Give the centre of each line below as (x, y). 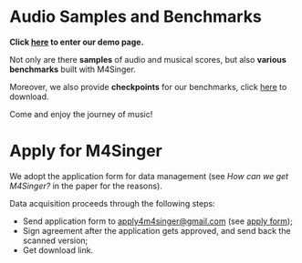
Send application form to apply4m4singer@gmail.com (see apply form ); (158, 221)
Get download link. (58, 250)
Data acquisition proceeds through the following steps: (113, 203)
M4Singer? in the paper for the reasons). (86, 186)
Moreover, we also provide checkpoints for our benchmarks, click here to (148, 86)
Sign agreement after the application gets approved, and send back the (156, 230)
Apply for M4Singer (86, 151)
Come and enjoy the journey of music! (81, 114)
